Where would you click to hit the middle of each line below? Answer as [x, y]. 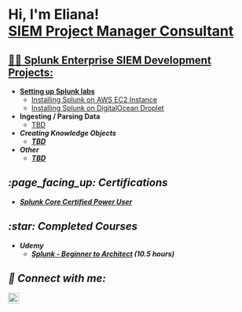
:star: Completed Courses [73, 227]
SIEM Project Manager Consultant [121, 31]
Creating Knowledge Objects [68, 133]
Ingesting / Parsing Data [60, 116]
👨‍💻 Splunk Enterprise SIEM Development [110, 60]
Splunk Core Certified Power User [76, 201]
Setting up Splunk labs [57, 91]
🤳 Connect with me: [57, 279]
